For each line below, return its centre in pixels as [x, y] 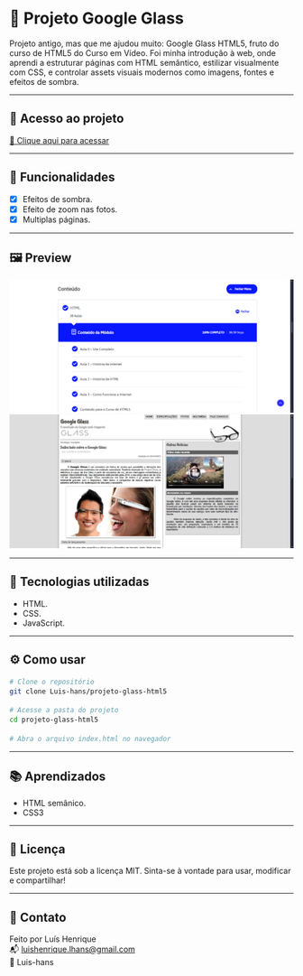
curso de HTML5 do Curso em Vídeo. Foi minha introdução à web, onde [143, 52]
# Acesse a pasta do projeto [64, 711]
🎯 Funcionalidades [62, 177]
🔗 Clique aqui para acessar [60, 140]
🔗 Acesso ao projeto [67, 119]
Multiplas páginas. [56, 219]
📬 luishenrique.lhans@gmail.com [72, 949]
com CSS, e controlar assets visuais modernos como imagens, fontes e [142, 72]
